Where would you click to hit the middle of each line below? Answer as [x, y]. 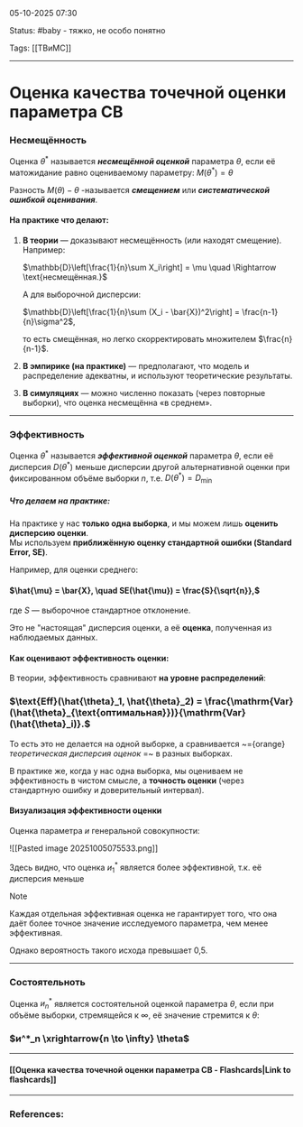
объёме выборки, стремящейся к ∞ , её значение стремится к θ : [134, 1015]
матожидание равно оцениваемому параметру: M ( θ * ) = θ [121, 172]
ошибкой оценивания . [53, 199]
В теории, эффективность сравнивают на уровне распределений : [138, 678]
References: [37, 1113]
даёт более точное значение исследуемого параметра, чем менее [139, 923]
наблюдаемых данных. [54, 637]
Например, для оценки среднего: [73, 570]
